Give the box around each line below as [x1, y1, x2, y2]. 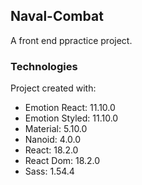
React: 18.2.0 [24, 144, 79, 156]
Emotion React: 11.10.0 [24, 102, 116, 114]
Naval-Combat [10, 8, 104, 25]
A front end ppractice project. [10, 34, 133, 46]
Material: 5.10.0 [24, 123, 88, 135]
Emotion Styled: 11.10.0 [24, 112, 119, 124]
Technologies [10, 59, 78, 73]
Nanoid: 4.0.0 [24, 134, 82, 146]
